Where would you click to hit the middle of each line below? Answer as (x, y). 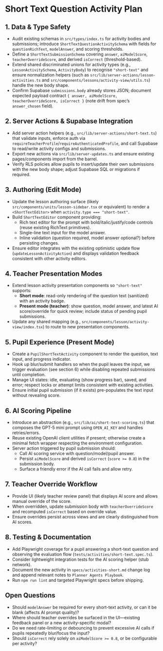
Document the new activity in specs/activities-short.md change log (81, 570)
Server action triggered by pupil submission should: (64, 448)
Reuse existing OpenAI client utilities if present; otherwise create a (79, 438)
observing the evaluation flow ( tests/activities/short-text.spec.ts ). (83, 554)
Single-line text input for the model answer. (63, 232)
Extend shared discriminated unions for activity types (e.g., (71, 65)
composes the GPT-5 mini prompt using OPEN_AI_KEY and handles (78, 428)
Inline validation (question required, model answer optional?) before (87, 238)
